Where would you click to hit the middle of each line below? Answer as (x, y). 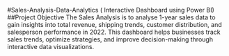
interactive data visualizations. (51, 47)
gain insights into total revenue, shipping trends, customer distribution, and (115, 25)
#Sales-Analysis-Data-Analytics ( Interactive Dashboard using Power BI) (111, 10)
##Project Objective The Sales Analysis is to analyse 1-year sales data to (111, 17)
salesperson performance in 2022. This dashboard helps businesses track (114, 32)
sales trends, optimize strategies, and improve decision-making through (110, 39)
